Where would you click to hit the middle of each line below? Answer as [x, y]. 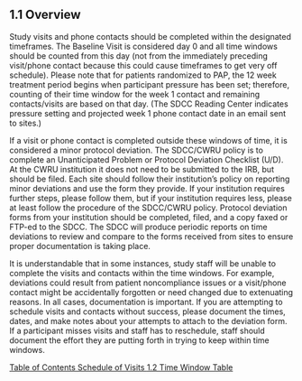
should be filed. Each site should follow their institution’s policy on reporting [150, 179]
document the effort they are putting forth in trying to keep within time [139, 340]
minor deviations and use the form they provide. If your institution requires [147, 188]
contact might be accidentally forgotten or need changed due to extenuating [151, 292]
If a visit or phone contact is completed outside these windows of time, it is [149, 140]
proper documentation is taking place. [80, 246]
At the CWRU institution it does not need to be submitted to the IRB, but [142, 169]
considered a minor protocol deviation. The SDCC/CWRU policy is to [137, 150]
